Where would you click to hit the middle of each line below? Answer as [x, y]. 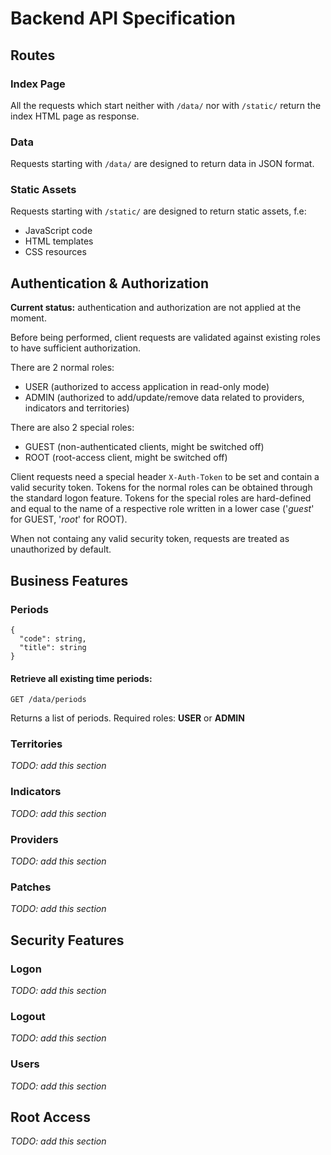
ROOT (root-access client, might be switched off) [126, 458]
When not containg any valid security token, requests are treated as [150, 539]
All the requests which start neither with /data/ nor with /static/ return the [166, 105]
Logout [28, 1016]
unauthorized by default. [61, 549]
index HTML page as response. [75, 116]
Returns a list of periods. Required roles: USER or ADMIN [127, 718]
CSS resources [55, 252]
